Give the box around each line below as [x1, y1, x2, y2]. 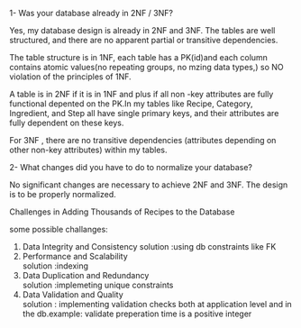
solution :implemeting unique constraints [22, 279, 174, 290]
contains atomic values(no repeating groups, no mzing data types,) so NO [9, 62, 284, 72]
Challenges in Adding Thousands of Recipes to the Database [9, 206, 235, 217]
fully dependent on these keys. [9, 117, 124, 128]
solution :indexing [22, 260, 88, 271]
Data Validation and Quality [22, 289, 123, 300]
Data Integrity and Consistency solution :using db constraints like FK [22, 241, 277, 251]
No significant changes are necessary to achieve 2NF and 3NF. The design [9, 179, 288, 190]
